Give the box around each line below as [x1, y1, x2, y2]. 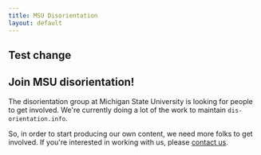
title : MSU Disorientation [8, 11, 98, 20]
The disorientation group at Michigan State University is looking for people [8, 96, 253, 106]
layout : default [8, 19, 62, 27]
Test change [8, 48, 72, 62]
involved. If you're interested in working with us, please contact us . [8, 137, 229, 147]
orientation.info [8, 114, 66, 123]
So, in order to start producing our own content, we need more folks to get [8, 129, 253, 138]
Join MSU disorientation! [8, 76, 135, 89]
